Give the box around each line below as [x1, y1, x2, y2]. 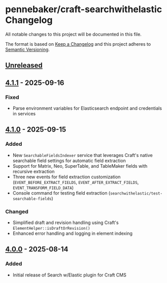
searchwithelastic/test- [110, 191, 163, 196]
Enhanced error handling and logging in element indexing [12, 230, 133, 236]
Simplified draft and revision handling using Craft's [12, 219, 119, 226]
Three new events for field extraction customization [12, 174, 121, 180]
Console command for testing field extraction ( [12, 190, 111, 196]
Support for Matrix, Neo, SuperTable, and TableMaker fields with [12, 163, 148, 169]
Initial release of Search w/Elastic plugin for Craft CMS [12, 272, 127, 278]
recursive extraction [12, 168, 55, 174]
